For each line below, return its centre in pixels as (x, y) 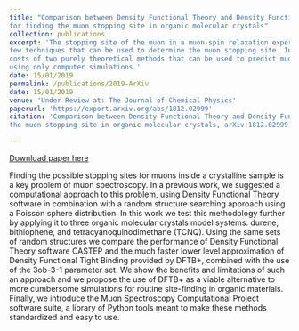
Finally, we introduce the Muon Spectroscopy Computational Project (134, 298)
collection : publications (57, 34)
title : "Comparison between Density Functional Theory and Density (137, 17)
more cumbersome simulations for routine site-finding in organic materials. (146, 289)
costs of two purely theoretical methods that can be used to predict (143, 59)
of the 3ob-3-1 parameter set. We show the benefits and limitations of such (147, 270)
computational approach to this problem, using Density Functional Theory (144, 194)
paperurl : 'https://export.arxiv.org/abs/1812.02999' (111, 109)
